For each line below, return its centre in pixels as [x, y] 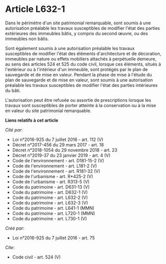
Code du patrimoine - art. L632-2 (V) [50, 198]
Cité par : [14, 130]
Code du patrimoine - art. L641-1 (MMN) [53, 208]
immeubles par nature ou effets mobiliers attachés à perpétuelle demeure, [81, 59]
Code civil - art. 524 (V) [36, 257]
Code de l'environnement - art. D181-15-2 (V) [58, 160]
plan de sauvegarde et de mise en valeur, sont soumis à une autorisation [79, 80]
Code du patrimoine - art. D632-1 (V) [50, 192]
